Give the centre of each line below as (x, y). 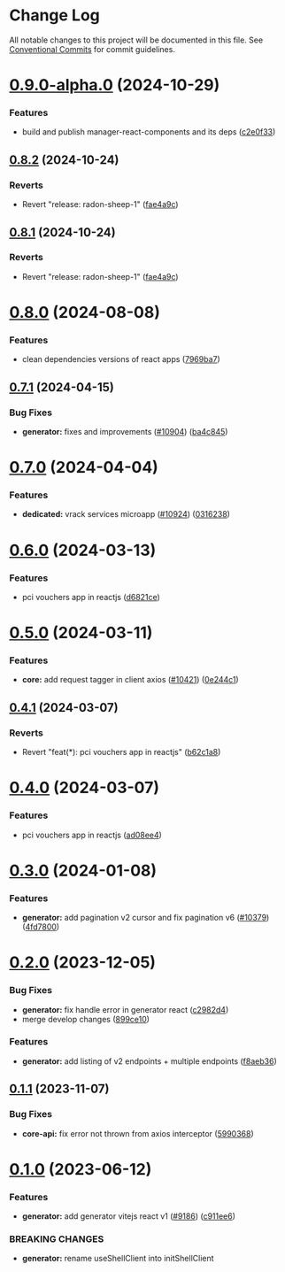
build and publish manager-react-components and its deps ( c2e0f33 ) (149, 132)
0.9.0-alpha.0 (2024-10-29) (115, 85)
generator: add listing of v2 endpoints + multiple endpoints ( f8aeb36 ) (149, 1061)
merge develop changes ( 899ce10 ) (86, 1019)
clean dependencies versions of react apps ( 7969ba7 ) (121, 359)
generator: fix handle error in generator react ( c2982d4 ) (125, 1009)
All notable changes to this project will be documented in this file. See (136, 40)
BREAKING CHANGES (57, 1238)
